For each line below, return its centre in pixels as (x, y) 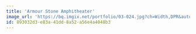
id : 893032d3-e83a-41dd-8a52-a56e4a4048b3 (58, 22)
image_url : (19, 17)
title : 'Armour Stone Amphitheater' (50, 11)
